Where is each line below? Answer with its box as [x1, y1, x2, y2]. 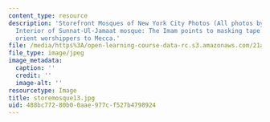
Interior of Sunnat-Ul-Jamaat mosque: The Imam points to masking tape [15, 26, 261, 35]
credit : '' [15, 71, 52, 79]
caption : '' [15, 64, 56, 72]
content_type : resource [8, 11, 88, 20]
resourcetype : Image [8, 86, 78, 95]
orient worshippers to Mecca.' [15, 34, 121, 43]
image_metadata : [8, 57, 63, 65]
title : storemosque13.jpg [8, 94, 95, 102]
